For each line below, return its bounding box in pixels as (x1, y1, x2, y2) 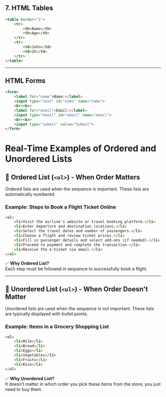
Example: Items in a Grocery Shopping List (5, 323, 109, 330)
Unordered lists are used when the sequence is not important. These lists (5, 306, 155, 312)
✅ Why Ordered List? (5, 260, 49, 266)
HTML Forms (5, 76, 46, 85)
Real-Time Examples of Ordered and (5, 143, 157, 154)
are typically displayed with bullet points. (5, 311, 88, 317)
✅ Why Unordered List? (5, 375, 54, 381)
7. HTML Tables (5, 4, 53, 12)
